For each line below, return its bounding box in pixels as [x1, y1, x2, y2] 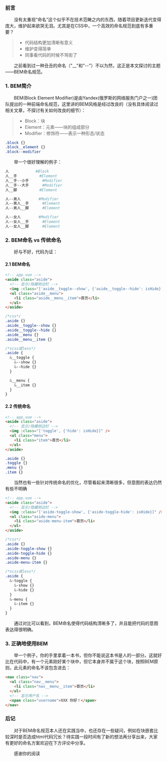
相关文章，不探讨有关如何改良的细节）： [5, 107, 86, 113]
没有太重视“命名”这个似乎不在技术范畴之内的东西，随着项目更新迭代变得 [14, 16, 162, 23]
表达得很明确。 [5, 627, 36, 633]
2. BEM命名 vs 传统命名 [5, 236, 62, 243]
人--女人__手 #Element [5, 219, 61, 224]
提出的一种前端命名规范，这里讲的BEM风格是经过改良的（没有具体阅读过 [9, 101, 159, 107]
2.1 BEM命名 [5, 261, 31, 267]
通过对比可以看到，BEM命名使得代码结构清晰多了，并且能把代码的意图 [14, 620, 159, 626]
